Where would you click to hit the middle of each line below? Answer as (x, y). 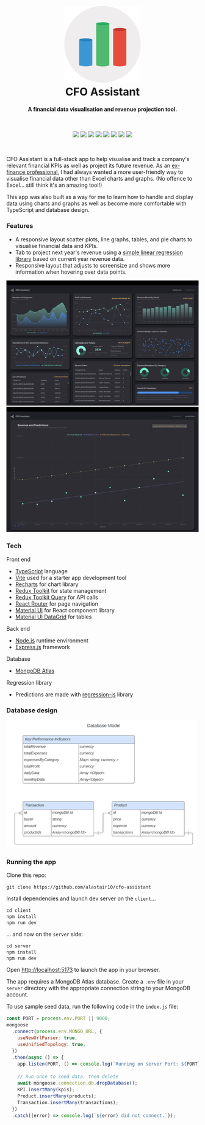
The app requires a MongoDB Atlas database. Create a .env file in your (95, 982)
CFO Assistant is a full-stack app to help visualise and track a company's (98, 159)
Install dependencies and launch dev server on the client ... (81, 898)
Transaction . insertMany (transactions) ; (68, 1102)
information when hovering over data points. (71, 272)
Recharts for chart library (47, 584)
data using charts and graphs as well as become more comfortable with (97, 203)
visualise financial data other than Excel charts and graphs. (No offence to (99, 179)
